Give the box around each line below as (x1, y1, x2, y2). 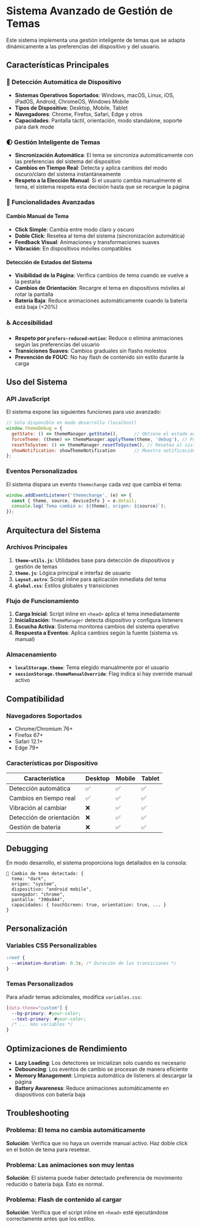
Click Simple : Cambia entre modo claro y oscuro (14, 226, 135, 233)
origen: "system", (11, 881, 58, 888)
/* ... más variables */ (11, 1021, 73, 1027)
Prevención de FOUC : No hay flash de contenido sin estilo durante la (14, 353, 185, 361)
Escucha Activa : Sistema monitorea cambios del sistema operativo (14, 623, 180, 630)
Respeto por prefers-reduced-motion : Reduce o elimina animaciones (14, 335, 183, 342)
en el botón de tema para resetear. (6, 1146, 91, 1153)
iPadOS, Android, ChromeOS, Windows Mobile (14, 98, 129, 105)
